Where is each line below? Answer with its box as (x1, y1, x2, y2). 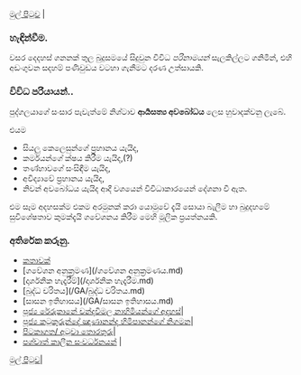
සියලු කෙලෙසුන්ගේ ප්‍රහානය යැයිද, (22, 142, 140, 153)
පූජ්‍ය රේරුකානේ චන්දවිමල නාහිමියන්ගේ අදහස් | (22, 305, 185, 316)
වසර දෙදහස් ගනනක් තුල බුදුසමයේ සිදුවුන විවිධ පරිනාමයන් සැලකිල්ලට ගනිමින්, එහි (9, 52, 293, 63)
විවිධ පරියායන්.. (9, 86, 74, 98)
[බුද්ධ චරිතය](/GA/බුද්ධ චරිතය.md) (22, 285, 146, 295)
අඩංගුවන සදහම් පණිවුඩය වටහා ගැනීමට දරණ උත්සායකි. (9, 62, 205, 73)
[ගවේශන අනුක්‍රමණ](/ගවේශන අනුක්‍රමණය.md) (22, 265, 184, 276)
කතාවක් (22, 254, 51, 266)
